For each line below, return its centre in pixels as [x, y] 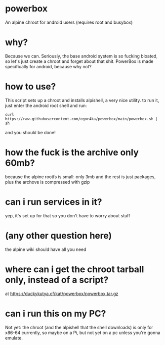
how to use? [30, 87]
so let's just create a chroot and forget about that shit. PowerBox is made [79, 61]
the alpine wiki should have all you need [46, 249]
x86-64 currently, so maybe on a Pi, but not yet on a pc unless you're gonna [83, 333]
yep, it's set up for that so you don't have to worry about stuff [68, 215]
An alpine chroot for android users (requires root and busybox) [69, 22]
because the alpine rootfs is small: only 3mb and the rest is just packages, [80, 177]
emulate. [14, 338]
